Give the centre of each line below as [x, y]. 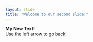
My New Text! [20, 28]
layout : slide [20, 10]
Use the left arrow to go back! [36, 34]
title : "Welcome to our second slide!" [47, 14]
